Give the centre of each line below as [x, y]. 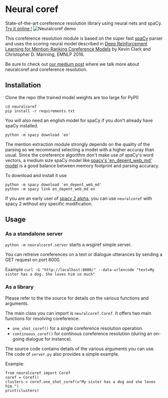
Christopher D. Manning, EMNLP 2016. [45, 54]
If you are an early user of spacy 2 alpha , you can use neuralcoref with [79, 198]
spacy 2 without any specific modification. [49, 204]
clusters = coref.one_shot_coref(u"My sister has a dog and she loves [80, 382]
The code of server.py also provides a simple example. [62, 354]
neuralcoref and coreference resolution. [46, 69]
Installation [23, 85]
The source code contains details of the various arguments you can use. [80, 349]
